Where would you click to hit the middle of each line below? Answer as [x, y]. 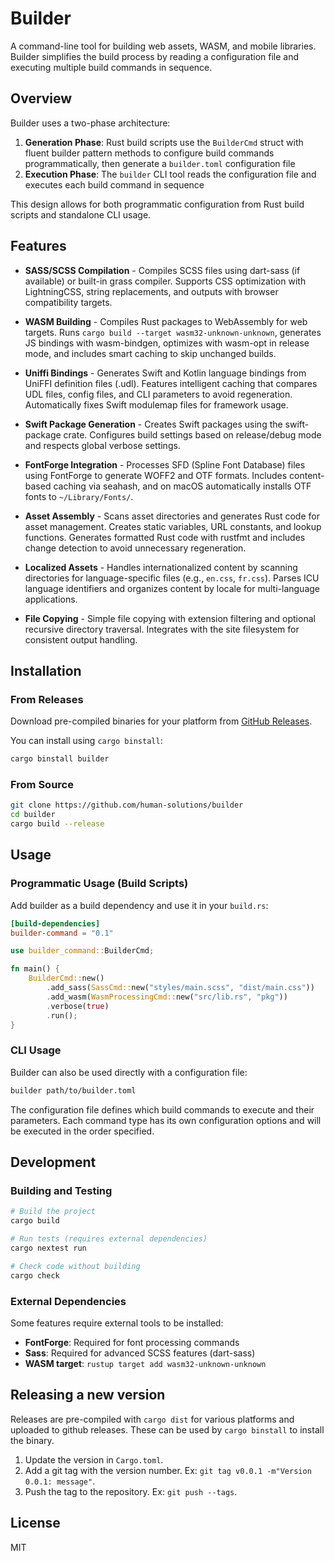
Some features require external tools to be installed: [117, 1323]
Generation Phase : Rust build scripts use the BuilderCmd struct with [164, 142]
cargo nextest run [48, 1248]
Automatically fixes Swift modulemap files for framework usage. [156, 404]
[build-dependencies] [55, 923]
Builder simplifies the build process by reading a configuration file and [155, 56]
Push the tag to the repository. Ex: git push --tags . [131, 1491]
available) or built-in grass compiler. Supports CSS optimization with [165, 281]
